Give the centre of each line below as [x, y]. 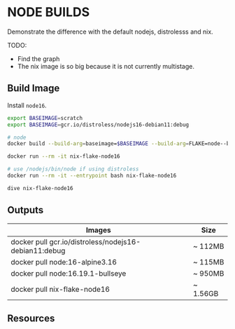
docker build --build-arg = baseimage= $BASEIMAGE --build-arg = [98, 144]
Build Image [34, 88]
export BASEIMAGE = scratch [45, 118]
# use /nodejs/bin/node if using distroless [73, 169]
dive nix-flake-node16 [40, 188]
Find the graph [38, 59]
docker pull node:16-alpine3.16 [64, 262]
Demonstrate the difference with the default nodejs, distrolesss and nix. [110, 32]
